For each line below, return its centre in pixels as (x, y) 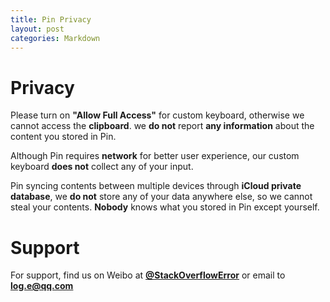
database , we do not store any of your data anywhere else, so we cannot (161, 197)
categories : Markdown (55, 38)
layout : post (37, 29)
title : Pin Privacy (51, 19)
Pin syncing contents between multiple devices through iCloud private (156, 186)
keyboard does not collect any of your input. (102, 167)
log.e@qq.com (42, 286)
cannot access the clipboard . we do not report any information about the (162, 126)
